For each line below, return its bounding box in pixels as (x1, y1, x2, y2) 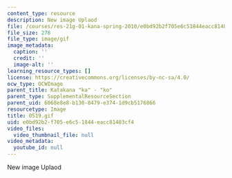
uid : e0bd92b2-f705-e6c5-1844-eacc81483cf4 (7, 118, 135, 126)
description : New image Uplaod (7, 16, 97, 23)
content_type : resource (7, 10, 76, 17)
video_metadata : (7, 138, 54, 145)
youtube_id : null (13, 144, 64, 151)
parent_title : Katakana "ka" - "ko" (7, 87, 113, 93)
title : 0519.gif (7, 112, 54, 119)
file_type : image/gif (7, 36, 70, 43)
